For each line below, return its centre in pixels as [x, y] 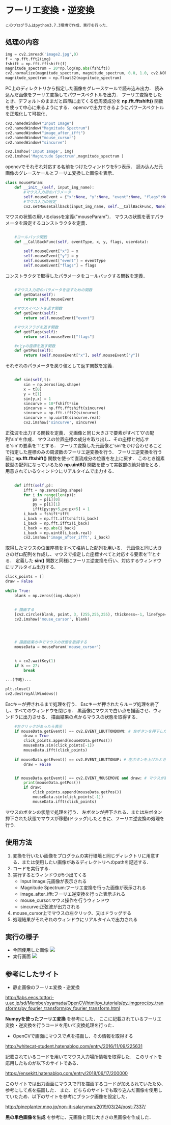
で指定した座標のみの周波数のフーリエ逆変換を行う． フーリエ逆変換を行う [84, 452]
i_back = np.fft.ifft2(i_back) [57, 523]
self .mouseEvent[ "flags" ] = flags [60, 265]
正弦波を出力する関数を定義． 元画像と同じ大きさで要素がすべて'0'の [78, 433]
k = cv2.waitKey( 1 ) [35, 661]
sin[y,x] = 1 [37, 399]
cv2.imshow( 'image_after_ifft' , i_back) [67, 538]
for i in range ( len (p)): [50, 495]
